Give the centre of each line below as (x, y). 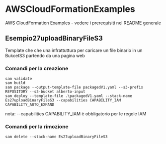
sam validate (19, 79)
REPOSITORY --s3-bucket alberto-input (45, 92)
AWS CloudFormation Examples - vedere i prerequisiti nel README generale (83, 23)
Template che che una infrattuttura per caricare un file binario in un (74, 50)
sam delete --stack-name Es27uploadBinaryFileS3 (56, 137)
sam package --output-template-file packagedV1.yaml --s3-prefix (74, 88)
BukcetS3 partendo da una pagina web (45, 55)
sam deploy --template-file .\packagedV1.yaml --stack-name (69, 96)
